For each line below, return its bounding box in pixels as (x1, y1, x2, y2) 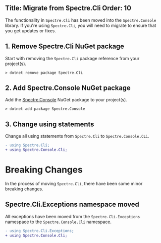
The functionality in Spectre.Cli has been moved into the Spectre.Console (5, 17, 157, 23)
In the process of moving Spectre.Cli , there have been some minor (5, 180, 143, 186)
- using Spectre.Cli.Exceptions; (5, 228, 74, 233)
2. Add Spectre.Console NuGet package (5, 84, 131, 92)
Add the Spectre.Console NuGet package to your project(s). (5, 97, 127, 103)
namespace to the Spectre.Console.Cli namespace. (5, 219, 112, 225)
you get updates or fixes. (5, 27, 56, 34)
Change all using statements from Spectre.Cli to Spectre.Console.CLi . (5, 133, 150, 139)
